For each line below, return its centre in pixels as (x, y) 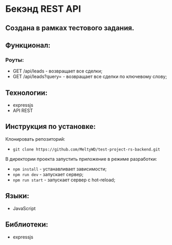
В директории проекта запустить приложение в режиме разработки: (81, 159)
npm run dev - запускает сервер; (48, 174)
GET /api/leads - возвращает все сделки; (58, 71)
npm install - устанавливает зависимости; (60, 169)
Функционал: (28, 45)
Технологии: (26, 93)
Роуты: (15, 60)
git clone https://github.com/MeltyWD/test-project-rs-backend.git (86, 149)
